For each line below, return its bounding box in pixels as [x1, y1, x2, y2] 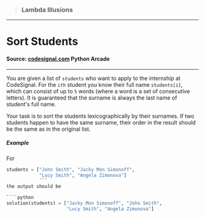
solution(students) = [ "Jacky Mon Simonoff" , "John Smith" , [6, 200, 163, 206]
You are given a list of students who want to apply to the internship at [6, 74, 181, 82]
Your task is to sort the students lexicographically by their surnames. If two [6, 112, 195, 120]
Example [6, 139, 29, 147]
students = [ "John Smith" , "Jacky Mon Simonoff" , [6, 166, 135, 173]
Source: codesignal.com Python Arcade [6, 55, 110, 63]
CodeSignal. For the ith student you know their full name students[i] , [6, 81, 183, 88]
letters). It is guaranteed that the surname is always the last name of [6, 94, 178, 101]
